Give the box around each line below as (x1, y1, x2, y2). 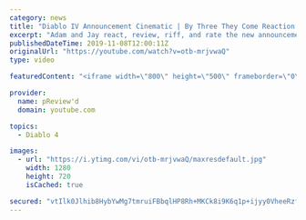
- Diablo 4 (17, 130, 59, 139)
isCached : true (25, 180, 84, 189)
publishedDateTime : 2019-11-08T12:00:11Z (9, 38, 169, 48)
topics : (9, 122, 39, 131)
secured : (9, 196, 43, 205)
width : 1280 (25, 164, 71, 173)
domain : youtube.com (17, 105, 96, 115)
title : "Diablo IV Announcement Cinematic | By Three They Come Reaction (9, 22, 296, 31)
